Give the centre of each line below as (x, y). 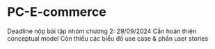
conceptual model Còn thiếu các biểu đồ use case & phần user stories (108, 38)
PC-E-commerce (57, 12)
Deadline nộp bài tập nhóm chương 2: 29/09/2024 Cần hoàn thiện (102, 31)
